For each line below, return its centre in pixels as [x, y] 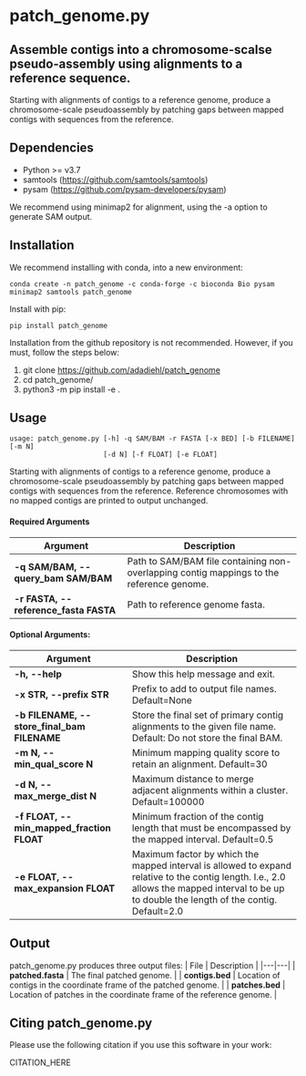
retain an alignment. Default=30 [199, 764]
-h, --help [38, 674]
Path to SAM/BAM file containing [197, 561]
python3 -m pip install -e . [71, 389]
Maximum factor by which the [195, 854]
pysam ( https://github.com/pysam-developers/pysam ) [124, 189]
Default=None [162, 700]
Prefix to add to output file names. [204, 688]
